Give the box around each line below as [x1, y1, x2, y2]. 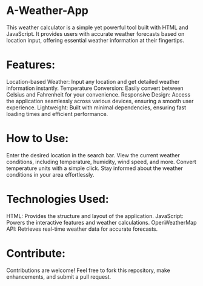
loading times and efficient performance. [6, 110, 108, 117]
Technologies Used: [6, 192, 109, 206]
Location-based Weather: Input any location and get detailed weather [6, 78, 180, 85]
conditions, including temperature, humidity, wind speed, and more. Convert [6, 158, 197, 165]
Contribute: [6, 247, 65, 260]
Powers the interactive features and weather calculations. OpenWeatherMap [6, 219, 197, 226]
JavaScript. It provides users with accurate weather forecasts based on [6, 30, 185, 37]
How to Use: [6, 132, 69, 146]
